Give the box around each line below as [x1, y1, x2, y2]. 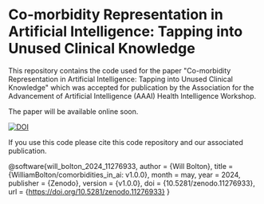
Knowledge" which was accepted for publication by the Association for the [8, 82, 254, 92]
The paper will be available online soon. [8, 106, 139, 116]
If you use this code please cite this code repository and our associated [8, 137, 243, 147]
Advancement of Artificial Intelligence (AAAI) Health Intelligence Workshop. [8, 91, 257, 100]
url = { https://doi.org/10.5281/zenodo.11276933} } [8, 186, 170, 196]
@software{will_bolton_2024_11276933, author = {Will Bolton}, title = [8, 161, 234, 171]
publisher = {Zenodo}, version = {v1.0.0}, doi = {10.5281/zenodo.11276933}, [8, 178, 255, 188]
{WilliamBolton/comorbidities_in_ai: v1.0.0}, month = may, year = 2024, [8, 170, 241, 179]
